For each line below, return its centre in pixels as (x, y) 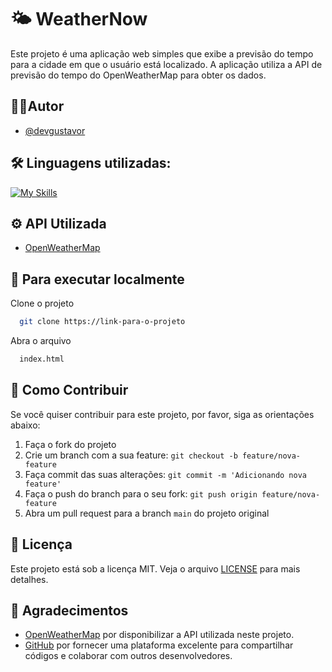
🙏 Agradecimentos (69, 610)
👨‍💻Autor (37, 106)
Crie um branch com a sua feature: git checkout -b (131, 455)
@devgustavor (55, 130)
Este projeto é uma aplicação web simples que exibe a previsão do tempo (162, 53)
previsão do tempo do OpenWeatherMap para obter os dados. (138, 75)
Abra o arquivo (41, 341)
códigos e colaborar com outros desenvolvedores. (128, 656)
